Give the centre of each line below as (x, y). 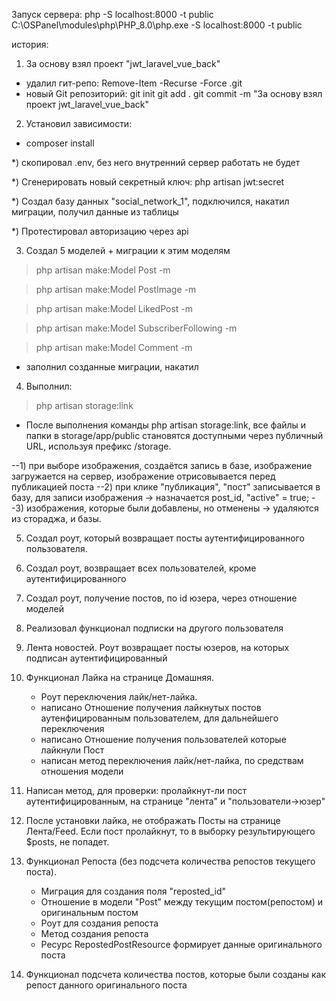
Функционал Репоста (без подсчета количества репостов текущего (170, 861)
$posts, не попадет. (67, 842)
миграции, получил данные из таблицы (95, 212)
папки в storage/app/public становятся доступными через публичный (174, 435)
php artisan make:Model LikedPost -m (114, 308)
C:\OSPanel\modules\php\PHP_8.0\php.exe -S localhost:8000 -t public (157, 25)
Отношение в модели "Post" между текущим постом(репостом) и (182, 902)
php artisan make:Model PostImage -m (116, 289)
